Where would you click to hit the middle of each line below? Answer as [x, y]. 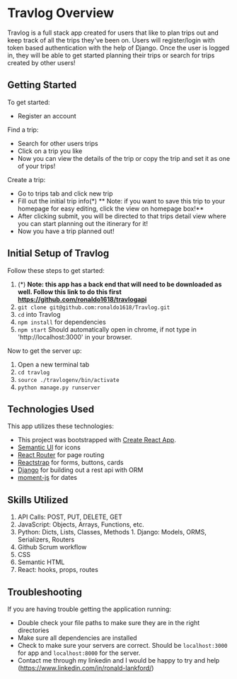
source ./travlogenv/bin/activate [68, 380]
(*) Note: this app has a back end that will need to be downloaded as [120, 284]
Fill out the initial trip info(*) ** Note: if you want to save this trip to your [121, 201]
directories [33, 630]
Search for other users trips [58, 143]
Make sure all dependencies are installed [77, 638]
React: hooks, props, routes [58, 570]
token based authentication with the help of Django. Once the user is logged [118, 47]
